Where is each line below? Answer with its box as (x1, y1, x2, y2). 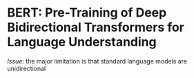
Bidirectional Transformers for (7, 19, 185, 35)
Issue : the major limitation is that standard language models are (7, 57, 188, 65)
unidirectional (7, 64, 46, 72)
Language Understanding (7, 35, 157, 50)
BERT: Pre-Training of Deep (7, 5, 167, 21)
